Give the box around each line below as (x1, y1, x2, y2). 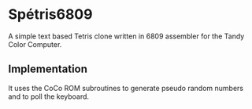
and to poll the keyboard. (8, 92, 89, 101)
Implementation (8, 63, 88, 76)
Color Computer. (8, 39, 62, 49)
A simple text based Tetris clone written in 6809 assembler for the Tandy (8, 31, 245, 41)
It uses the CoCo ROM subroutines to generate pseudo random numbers (8, 83, 244, 93)
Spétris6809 (8, 5, 93, 24)
